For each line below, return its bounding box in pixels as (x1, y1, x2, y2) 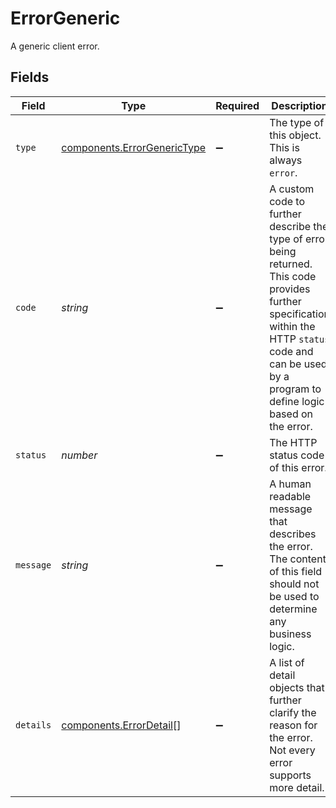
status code (269, 448, 325, 462)
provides (269, 282, 311, 296)
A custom (269, 182, 315, 196)
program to (269, 382, 322, 396)
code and (269, 344, 314, 358)
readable (269, 489, 312, 503)
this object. (269, 128, 322, 142)
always (269, 153, 303, 167)
